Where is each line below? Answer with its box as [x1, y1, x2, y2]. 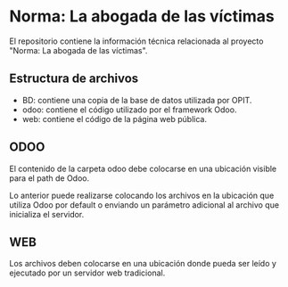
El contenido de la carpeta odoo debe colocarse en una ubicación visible [9, 163, 277, 174]
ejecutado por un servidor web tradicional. [9, 267, 166, 278]
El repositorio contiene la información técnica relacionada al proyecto [9, 36, 264, 46]
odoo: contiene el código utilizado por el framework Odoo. [21, 104, 237, 115]
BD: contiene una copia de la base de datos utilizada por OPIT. [21, 94, 252, 105]
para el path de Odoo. [9, 172, 90, 184]
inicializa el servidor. [9, 209, 85, 219]
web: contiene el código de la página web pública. [21, 113, 208, 124]
